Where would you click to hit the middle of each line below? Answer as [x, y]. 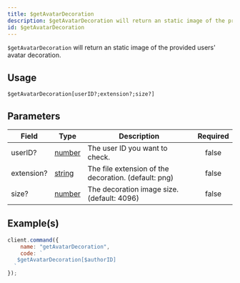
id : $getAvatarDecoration [46, 27]
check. [99, 157]
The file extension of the [128, 169]
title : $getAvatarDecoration [51, 14]
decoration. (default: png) [130, 178]
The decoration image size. [133, 189]
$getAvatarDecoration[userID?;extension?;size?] [81, 94]
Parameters [34, 116]
